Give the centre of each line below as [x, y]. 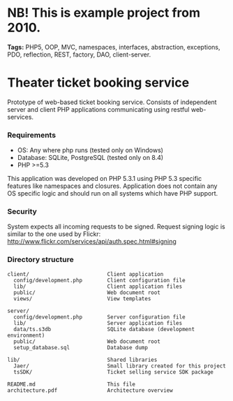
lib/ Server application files [98, 323]
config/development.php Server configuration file [100, 317]
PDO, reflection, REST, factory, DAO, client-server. [79, 54]
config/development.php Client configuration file [100, 280]
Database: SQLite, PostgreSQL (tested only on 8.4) [90, 158]
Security [22, 212]
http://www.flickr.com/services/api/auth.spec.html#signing [92, 242]
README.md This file [72, 384]
